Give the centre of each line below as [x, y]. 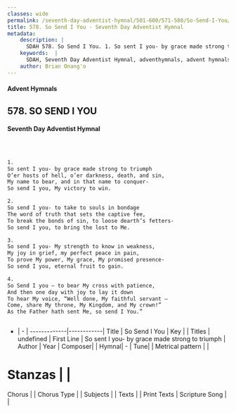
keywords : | [39, 54]
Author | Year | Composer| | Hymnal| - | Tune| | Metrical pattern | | [113, 347]
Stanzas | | [39, 375]
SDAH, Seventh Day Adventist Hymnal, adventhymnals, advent [116, 60]
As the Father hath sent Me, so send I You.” [75, 312]
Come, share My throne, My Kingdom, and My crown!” [84, 305]
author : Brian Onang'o [53, 66]
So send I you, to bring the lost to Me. [69, 227]
